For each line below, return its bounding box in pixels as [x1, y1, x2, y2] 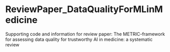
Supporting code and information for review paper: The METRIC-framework [5, 31, 165, 37]
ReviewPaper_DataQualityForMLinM [5, 4, 163, 15]
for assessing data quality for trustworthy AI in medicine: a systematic [5, 36, 153, 42]
